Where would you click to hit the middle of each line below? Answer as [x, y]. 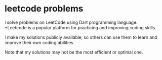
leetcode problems [44, 9]
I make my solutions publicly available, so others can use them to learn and [81, 37]
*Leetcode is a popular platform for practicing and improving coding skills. [81, 27]
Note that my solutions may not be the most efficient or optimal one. [74, 52]
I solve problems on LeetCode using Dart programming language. [71, 22]
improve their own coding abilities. [40, 42]
